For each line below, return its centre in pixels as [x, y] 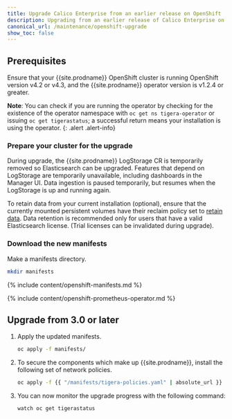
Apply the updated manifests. [59, 337]
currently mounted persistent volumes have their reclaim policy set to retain [115, 211]
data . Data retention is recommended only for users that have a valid [105, 218]
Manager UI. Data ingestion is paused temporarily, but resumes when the [111, 183]
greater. [18, 92]
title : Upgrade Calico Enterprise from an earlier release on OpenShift [114, 14]
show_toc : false [30, 33]
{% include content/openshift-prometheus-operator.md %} [91, 298]
